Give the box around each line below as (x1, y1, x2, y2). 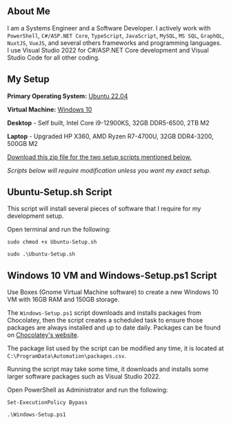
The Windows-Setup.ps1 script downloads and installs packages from (7, 309, 201, 317)
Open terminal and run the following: (7, 225, 112, 234)
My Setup (7, 73, 50, 85)
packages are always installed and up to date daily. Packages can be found (7, 323, 221, 332)
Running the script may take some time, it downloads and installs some (7, 365, 209, 373)
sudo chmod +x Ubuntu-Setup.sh (7, 239, 97, 246)
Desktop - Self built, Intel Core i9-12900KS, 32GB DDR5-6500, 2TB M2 (7, 118, 210, 127)
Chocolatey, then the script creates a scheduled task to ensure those (7, 316, 203, 325)
